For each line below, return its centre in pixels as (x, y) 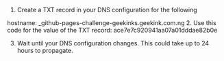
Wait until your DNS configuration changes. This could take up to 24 (113, 43)
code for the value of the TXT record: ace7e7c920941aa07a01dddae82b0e (112, 30)
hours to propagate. (45, 50)
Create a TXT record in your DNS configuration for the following (107, 10)
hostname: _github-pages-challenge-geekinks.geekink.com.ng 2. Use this (112, 23)
